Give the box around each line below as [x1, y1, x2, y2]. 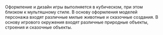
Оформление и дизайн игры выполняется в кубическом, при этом [5, 4, 143, 10]
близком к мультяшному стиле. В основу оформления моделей [5, 9, 138, 15]
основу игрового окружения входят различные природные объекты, [5, 19, 149, 25]
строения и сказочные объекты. [5, 24, 72, 30]
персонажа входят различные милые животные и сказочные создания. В [5, 14, 159, 20]
